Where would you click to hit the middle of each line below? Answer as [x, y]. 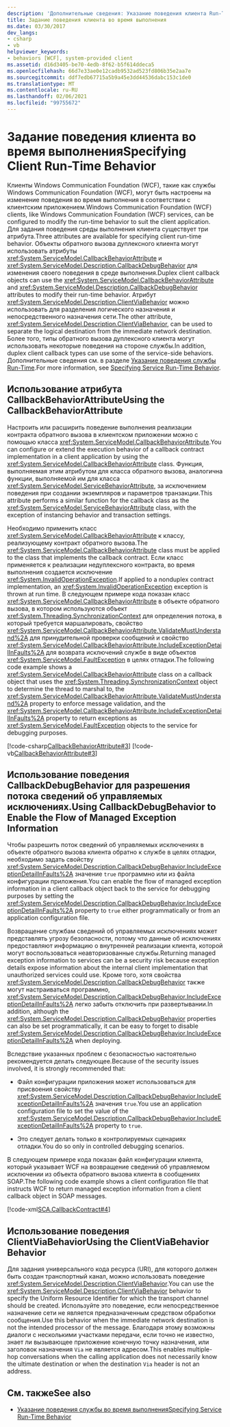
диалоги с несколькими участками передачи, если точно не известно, [111, 1335]
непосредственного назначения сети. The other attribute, [90, 316]
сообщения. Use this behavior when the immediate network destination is [111, 1321]
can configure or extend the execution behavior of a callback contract [106, 449]
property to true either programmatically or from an [148, 910]
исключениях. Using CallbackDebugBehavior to [112, 807]
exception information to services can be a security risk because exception [113, 960]
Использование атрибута [65, 389]
